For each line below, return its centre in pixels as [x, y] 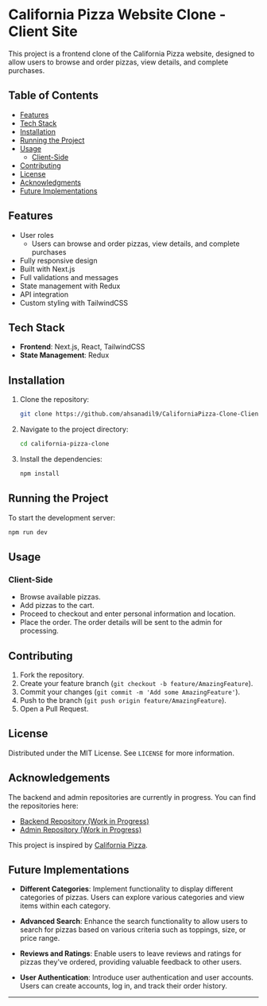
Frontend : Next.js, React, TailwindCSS [82, 347]
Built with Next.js [47, 269]
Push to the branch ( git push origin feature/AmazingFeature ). [123, 700]
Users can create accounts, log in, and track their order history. [124, 986]
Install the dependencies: [61, 458]
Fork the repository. [52, 675]
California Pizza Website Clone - [117, 15]
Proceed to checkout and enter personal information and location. [128, 614]
